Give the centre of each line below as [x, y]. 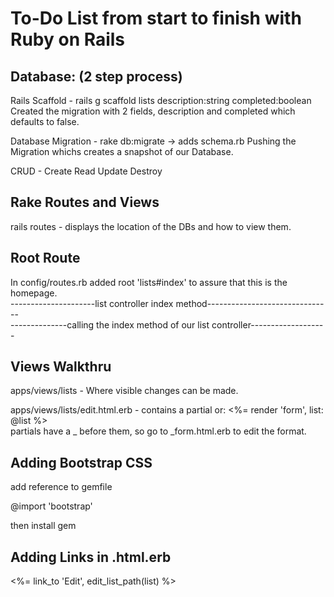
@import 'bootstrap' [51, 506]
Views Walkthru [61, 367]
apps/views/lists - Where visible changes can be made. [124, 391]
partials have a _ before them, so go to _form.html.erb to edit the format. [158, 431]
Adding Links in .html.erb [91, 557]
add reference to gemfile [61, 487]
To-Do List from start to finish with [156, 18]
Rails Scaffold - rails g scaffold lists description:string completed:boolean [161, 100]
